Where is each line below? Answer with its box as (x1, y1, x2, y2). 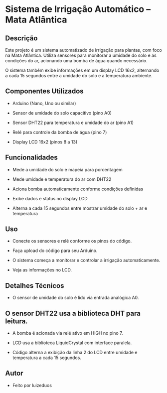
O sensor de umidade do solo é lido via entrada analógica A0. (12, 295, 139, 301)
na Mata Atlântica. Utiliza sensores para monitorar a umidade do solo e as (5, 52, 157, 58)
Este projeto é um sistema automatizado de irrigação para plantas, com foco (5, 47, 162, 53)
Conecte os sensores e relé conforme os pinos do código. (12, 238, 132, 244)
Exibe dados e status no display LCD (12, 195, 88, 201)
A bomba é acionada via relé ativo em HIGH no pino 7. (12, 330, 123, 336)
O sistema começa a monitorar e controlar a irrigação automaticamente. (12, 258, 161, 263)
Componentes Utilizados (5, 87, 84, 96)
